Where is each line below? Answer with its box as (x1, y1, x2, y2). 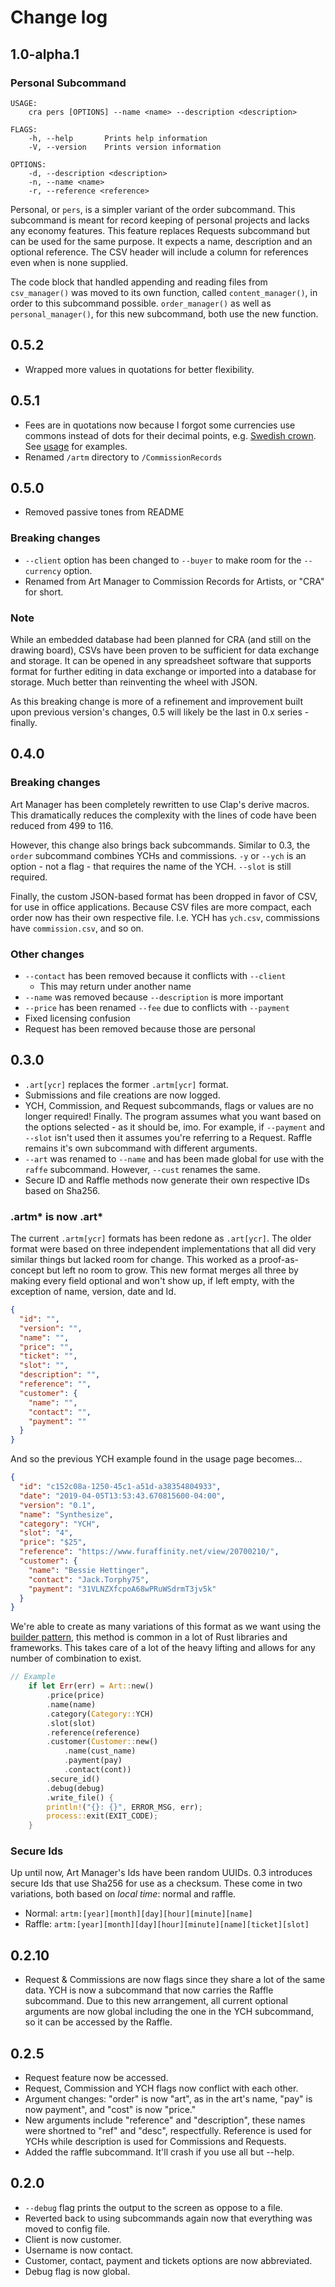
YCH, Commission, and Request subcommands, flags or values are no (24, 1099, 314, 1111)
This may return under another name (39, 980, 192, 992)
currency (24, 566, 62, 576)
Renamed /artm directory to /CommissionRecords (24, 451, 223, 463)
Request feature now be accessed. (24, 2072, 169, 2084)
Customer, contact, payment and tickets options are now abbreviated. (24, 2254, 313, 2266)
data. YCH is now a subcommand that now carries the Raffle (24, 1984, 274, 1996)
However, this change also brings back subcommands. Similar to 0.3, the (10, 839, 311, 851)
